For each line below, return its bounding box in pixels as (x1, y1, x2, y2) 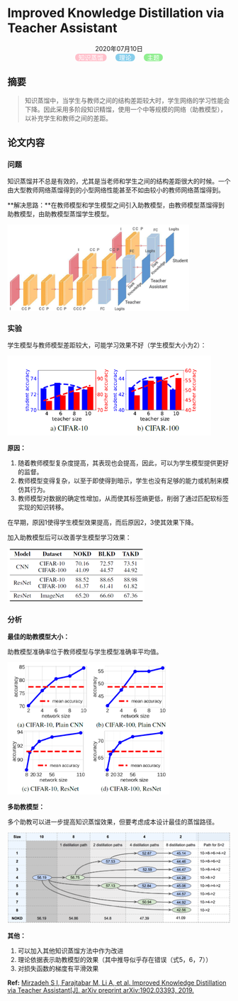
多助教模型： (7, 803, 45, 811)
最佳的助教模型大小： (7, 632, 69, 641)
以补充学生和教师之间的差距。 (24, 113, 112, 122)
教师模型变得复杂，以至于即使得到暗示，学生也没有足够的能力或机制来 (17, 476, 223, 485)
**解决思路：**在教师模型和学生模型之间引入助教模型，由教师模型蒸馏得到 (7, 201, 225, 210)
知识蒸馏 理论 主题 (78, 53, 160, 62)
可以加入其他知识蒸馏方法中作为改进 (17, 946, 124, 955)
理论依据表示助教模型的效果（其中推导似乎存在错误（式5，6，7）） (17, 955, 212, 963)
